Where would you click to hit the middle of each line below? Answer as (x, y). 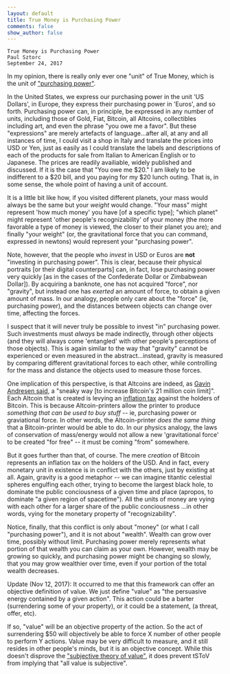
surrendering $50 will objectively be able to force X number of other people (114, 634)
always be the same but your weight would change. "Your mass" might (107, 205)
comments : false (30, 26)
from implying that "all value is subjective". (67, 663)
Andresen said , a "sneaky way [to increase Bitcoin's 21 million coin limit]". (111, 391)
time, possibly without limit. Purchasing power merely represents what (106, 542)
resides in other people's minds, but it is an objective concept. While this (110, 649)
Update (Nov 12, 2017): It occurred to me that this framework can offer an (111, 584)
